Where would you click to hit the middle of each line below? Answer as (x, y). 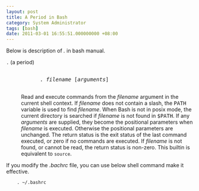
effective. (18, 172)
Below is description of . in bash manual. (56, 51)
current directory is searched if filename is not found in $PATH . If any (105, 116)
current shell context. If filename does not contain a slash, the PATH (104, 103)
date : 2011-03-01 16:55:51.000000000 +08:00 (62, 34)
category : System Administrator (46, 23)
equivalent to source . (47, 154)
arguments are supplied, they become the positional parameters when (107, 122)
